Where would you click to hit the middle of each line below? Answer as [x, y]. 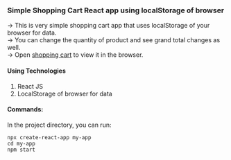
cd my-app [22, 143]
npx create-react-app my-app [49, 137]
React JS [30, 86]
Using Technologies [36, 71]
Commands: [25, 109]
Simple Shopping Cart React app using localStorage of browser [115, 10]
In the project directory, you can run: [59, 125]
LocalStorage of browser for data [65, 94]
